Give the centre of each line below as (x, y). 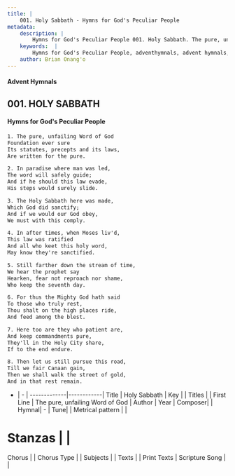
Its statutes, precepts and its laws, (64, 149)
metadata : (22, 27)
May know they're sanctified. (51, 253)
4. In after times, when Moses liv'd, (64, 233)
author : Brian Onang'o (53, 60)
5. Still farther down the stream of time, (72, 265)
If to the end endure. (40, 349)
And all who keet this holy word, (58, 246)
